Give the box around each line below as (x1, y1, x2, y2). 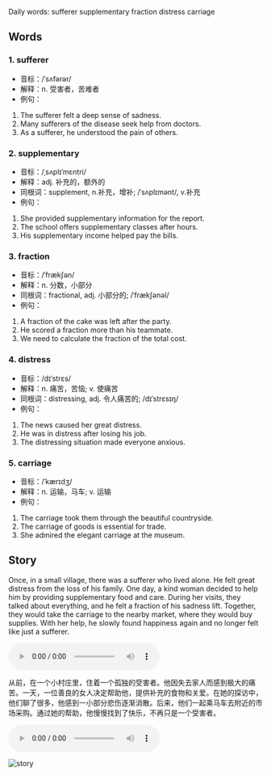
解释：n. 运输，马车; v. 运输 (19, 487, 111, 496)
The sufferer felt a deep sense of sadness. (19, 110, 162, 120)
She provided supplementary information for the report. (19, 213, 205, 223)
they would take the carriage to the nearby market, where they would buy (8, 609, 252, 619)
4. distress (8, 354, 51, 365)
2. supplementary (8, 147, 80, 158)
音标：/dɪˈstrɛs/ (19, 373, 71, 383)
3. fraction (8, 251, 50, 262)
